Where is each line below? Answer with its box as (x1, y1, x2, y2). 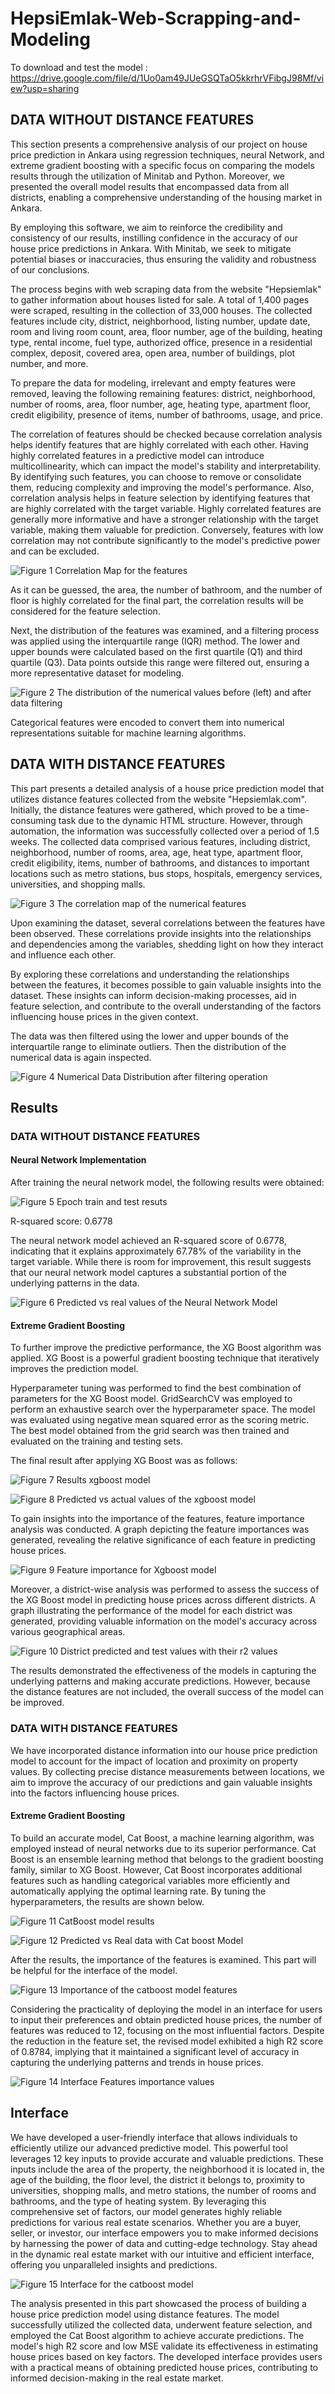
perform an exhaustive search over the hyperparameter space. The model (10, 1403, 316, 1416)
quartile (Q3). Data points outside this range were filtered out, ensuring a (10, 656, 310, 668)
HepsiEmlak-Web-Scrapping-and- (10, 7, 302, 30)
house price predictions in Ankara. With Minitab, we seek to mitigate (10, 242, 292, 254)
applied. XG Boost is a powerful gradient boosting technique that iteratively (10, 1352, 320, 1364)
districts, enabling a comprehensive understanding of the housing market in (10, 191, 323, 203)
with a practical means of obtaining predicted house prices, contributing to (10, 2361, 318, 2373)
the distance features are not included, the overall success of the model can (10, 1686, 324, 1698)
